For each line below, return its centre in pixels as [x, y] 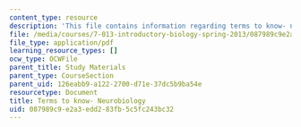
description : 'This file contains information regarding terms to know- [148, 26]
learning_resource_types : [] [64, 51]
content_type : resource [54, 17]
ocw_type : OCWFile [43, 59]
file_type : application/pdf [62, 42]
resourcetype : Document [54, 92]
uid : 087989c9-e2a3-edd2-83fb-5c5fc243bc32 [92, 109]
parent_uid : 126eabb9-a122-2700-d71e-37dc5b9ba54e [106, 84]
